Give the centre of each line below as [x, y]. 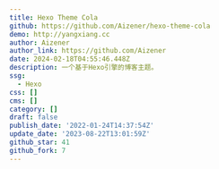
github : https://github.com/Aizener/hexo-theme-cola [110, 26]
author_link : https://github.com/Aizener [88, 51]
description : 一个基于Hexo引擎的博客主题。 [84, 68]
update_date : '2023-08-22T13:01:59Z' [80, 134]
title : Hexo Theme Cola [54, 17]
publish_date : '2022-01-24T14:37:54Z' [82, 126]
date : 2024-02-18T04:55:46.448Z [70, 59]
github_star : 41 [39, 142]
